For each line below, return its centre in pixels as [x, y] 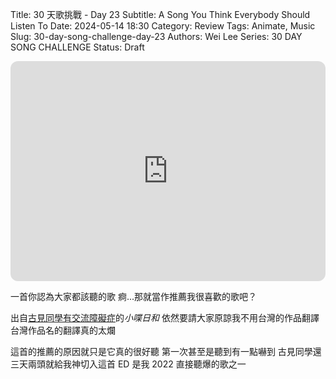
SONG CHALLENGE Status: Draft [77, 47]
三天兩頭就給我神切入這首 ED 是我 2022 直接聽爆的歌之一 [128, 364]
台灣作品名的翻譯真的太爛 [63, 330]
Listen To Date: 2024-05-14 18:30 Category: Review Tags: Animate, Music [163, 26]
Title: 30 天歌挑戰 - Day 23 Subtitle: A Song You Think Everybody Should [160, 14]
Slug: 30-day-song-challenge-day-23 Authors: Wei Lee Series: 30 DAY [156, 36]
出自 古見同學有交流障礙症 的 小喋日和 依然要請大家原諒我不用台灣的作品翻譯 [165, 317]
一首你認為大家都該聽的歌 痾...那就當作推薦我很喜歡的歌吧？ [134, 296]
